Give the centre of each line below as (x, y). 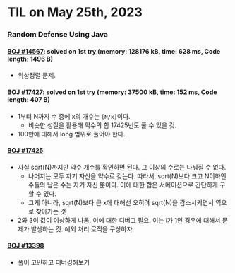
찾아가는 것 (51, 211)
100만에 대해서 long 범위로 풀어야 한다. (71, 134)
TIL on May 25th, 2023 (75, 12)
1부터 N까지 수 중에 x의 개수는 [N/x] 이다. (74, 116)
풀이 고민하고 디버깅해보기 (54, 262)
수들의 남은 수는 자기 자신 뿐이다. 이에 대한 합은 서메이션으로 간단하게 (123, 185)
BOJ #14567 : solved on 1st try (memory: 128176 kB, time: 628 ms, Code (114, 51)
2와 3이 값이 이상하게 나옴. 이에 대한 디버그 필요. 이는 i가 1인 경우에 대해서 (119, 220)
